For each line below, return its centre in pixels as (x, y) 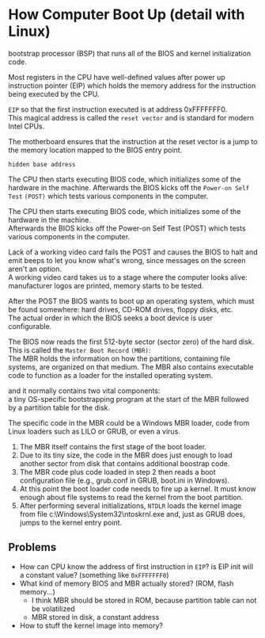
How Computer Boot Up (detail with (127, 15)
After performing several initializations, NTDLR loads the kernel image (131, 506)
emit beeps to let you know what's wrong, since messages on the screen (127, 260)
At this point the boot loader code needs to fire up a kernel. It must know (138, 488)
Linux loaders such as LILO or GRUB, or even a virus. (94, 431)
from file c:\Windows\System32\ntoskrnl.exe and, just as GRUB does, (132, 514)
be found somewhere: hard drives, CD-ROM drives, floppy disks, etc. (121, 309)
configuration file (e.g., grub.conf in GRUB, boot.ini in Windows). (125, 480)
